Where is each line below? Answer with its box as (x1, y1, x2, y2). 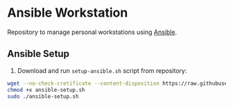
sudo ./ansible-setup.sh (7, 92, 79, 100)
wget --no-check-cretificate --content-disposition (7, 80, 159, 87)
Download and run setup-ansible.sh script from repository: (17, 66, 187, 74)
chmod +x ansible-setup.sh (7, 86, 85, 93)
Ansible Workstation (7, 5, 128, 21)
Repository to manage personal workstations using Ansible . (7, 28, 178, 36)
